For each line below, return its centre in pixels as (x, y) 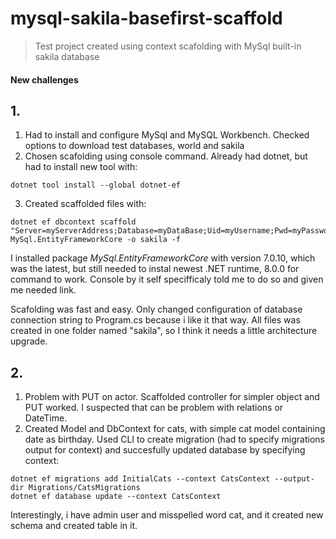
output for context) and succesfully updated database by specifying (165, 450)
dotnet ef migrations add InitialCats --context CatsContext (140, 479)
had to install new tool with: (81, 167)
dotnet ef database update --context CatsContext (116, 497)
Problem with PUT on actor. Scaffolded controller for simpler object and (172, 397)
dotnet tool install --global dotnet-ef (96, 185)
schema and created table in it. (74, 526)
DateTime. (46, 418)
